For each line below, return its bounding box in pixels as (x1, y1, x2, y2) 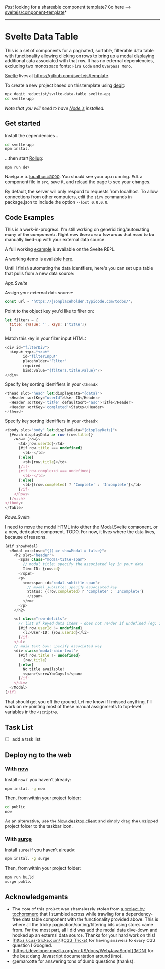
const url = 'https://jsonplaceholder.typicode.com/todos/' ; (5, 299, 133, 304)
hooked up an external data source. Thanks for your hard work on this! (12, 932, 156, 938)
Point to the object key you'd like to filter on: (5, 308, 94, 314)
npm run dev (5, 165, 29, 170)
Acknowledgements (5, 893, 68, 901)
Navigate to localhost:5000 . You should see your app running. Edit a (5, 174, 143, 180)
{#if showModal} (5, 543, 38, 549)
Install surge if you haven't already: (5, 847, 76, 852)
